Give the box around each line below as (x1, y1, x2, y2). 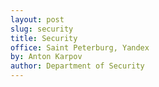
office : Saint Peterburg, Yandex (10, 42, 150, 53)
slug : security (10, 24, 74, 34)
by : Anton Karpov (10, 52, 83, 62)
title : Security (10, 33, 78, 43)
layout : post (10, 14, 65, 25)
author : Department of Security (10, 61, 145, 71)
